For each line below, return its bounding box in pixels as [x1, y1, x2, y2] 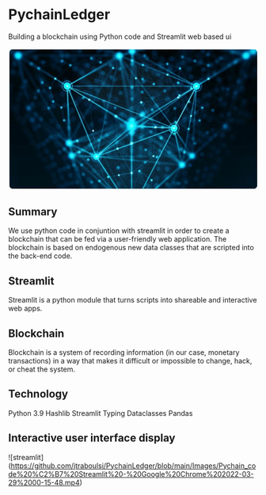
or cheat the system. [8, 364, 76, 374]
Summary [8, 204, 58, 219]
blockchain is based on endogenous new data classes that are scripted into [8, 243, 255, 253]
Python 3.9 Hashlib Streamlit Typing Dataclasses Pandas [8, 408, 193, 417]
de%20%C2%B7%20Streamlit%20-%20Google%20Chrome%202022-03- [8, 469, 255, 478]
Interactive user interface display [8, 432, 176, 445]
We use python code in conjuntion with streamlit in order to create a [8, 226, 230, 235]
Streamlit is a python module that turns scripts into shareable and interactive [8, 295, 257, 305]
